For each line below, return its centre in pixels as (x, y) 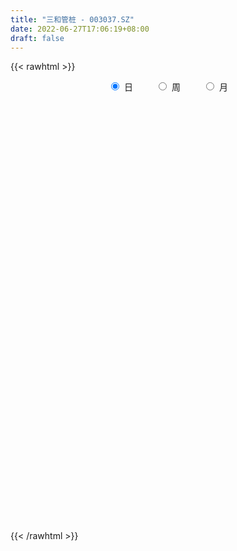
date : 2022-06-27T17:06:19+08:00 (80, 29)
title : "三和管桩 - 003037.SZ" (72, 19)
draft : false (37, 38)
